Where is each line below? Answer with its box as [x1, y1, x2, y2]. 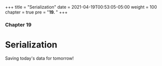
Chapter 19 [5, 21, 32, 28]
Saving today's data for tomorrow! [5, 55, 74, 61]
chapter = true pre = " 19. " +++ [5, 9, 68, 15]
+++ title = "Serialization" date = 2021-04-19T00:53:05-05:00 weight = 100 [5, 4, 157, 10]
